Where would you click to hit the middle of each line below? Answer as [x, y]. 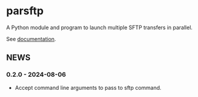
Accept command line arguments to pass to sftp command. [88, 87]
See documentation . [31, 39]
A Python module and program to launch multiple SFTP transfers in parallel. [100, 27]
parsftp [25, 11]
